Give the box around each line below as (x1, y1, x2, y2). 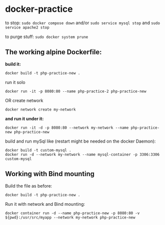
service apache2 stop (5, 25, 50, 30)
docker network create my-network (5, 107, 76, 112)
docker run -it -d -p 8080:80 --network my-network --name (5, 125, 129, 130)
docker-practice (5, 3, 73, 15)
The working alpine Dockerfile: (5, 48, 102, 56)
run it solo (5, 79, 26, 85)
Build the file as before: (5, 183, 53, 188)
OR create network (5, 97, 43, 103)
